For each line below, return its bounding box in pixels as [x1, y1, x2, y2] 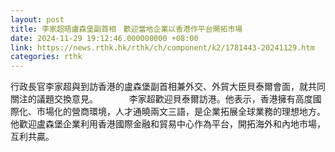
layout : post [10, 14, 65, 25]
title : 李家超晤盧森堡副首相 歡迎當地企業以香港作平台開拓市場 [10, 24, 243, 34]
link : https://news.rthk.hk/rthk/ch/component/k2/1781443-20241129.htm [10, 42, 315, 53]
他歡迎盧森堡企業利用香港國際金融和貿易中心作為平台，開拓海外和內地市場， [10, 118, 326, 130]
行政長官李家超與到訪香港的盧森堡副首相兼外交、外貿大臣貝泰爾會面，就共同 [10, 81, 326, 93]
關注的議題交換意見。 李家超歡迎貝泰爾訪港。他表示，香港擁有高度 [10, 93, 313, 105]
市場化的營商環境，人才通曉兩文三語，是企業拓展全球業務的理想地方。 [36, 106, 326, 118]
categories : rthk [10, 52, 83, 62]
